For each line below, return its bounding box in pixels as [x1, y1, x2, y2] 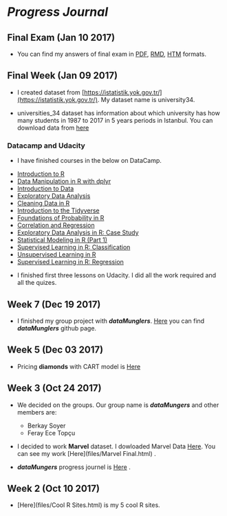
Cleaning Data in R [17, 199, 70, 208]
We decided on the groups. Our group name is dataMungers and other [17, 401, 219, 409]
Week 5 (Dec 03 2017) [7, 344, 104, 356]
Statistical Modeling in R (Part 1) [17, 236, 108, 244]
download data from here [17, 123, 89, 132]
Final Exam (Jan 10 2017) [7, 32, 116, 43]
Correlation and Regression [17, 221, 95, 230]
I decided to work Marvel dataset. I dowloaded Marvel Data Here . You [17, 442, 215, 450]
